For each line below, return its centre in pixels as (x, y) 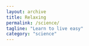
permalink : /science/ (33, 23)
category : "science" (32, 34)
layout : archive (26, 12)
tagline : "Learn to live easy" (45, 28)
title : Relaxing (26, 17)
